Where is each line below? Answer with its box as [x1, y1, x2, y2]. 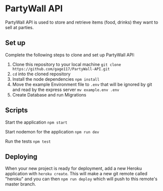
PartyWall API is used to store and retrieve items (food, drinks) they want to [5, 19, 159, 25]
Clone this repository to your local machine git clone [12, 61, 121, 67]
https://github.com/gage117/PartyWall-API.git [12, 66, 110, 71]
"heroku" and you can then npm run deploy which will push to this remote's [5, 176, 158, 182]
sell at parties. [5, 24, 34, 30]
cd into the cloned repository [12, 71, 71, 77]
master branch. [5, 181, 36, 187]
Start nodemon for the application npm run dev [5, 128, 100, 134]
